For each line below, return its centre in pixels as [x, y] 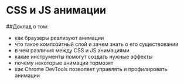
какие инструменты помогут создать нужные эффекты [84, 56]
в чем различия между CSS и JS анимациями [72, 50]
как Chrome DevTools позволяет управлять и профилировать [91, 69]
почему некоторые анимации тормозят [64, 63]
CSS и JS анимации [56, 10]
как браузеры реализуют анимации [59, 38]
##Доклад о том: [27, 26]
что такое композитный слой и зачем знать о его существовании [96, 44]
